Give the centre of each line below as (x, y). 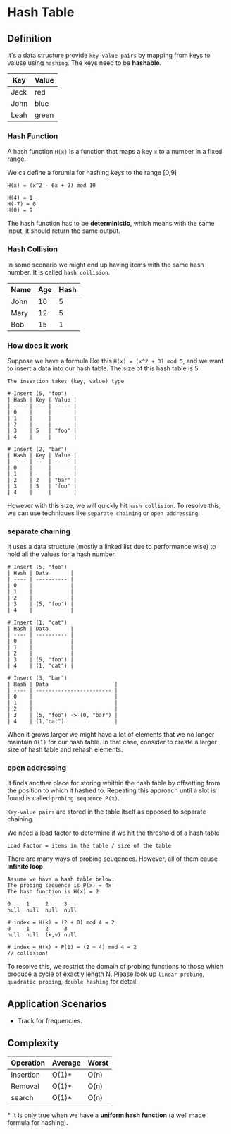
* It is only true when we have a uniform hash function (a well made (107, 1115)
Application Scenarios (57, 1004)
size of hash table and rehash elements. (65, 749)
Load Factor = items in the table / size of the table (89, 846)
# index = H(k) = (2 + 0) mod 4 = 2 (61, 923)
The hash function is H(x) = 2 (53, 892)
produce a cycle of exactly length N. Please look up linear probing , (106, 974)
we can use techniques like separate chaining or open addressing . (104, 513)
